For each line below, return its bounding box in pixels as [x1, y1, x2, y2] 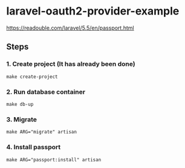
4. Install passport [6, 143, 61, 152]
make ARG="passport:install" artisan [6, 157, 102, 163]
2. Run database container [6, 88, 86, 96]
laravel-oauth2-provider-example [6, 4, 180, 18]
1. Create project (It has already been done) [6, 60, 135, 68]
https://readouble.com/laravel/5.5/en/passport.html [6, 24, 134, 31]
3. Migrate [6, 115, 37, 123]
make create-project [6, 74, 59, 80]
